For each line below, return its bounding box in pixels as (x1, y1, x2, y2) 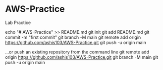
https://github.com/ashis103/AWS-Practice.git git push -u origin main (5, 39, 146, 45)
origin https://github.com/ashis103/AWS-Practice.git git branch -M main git (5, 54, 159, 60)
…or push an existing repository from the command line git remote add (5, 49, 150, 55)
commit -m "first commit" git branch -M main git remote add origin (5, 34, 141, 40)
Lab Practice (5, 20, 31, 25)
